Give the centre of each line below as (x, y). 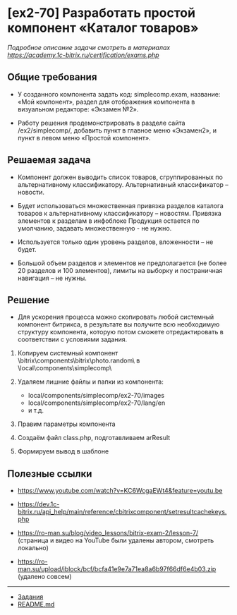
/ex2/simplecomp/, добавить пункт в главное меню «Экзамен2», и (117, 130)
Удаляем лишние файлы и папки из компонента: (90, 382)
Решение (29, 300)
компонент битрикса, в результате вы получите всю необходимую (119, 324)
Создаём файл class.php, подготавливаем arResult (94, 438)
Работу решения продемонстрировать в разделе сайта (101, 123)
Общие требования (52, 77)
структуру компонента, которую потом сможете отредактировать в (120, 332)
